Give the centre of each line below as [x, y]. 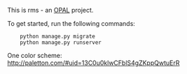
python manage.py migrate [58, 36]
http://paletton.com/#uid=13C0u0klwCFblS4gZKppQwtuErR [93, 63]
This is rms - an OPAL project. [50, 10]
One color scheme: [35, 55]
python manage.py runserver [61, 43]
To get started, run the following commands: [71, 23]
